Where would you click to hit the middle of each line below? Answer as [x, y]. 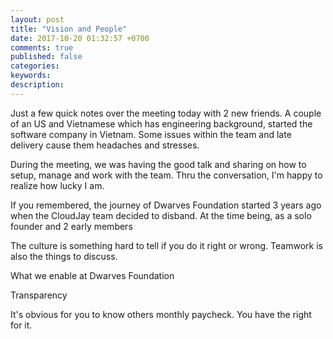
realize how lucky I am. [57, 185]
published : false [46, 57]
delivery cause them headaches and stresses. [105, 145]
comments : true [42, 47]
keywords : [31, 76]
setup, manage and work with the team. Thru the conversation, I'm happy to [166, 175]
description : [37, 85]
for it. [21, 325]
